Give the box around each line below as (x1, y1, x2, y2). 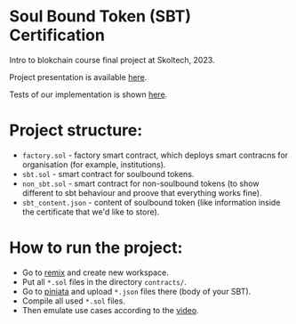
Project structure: (9, 120, 143, 141)
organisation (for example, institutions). (21, 158, 166, 170)
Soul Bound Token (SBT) (9, 6, 192, 27)
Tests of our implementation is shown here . (9, 89, 168, 100)
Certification (9, 25, 105, 45)
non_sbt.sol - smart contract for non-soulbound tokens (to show (21, 178, 260, 189)
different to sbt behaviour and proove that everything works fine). (21, 187, 262, 198)
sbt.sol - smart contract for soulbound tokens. (21, 168, 195, 179)
